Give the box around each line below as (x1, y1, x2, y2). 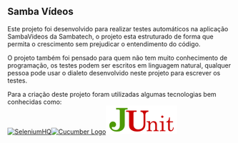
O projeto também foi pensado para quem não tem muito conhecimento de (7, 53, 227, 62)
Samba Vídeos (7, 6, 74, 18)
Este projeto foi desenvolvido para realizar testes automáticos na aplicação (7, 24, 229, 33)
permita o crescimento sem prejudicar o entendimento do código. (7, 39, 201, 48)
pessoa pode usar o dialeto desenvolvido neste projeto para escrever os (7, 68, 221, 77)
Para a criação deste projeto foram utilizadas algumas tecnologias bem (7, 90, 217, 98)
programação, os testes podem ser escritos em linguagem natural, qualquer (7, 60, 231, 70)
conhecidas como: (7, 97, 62, 106)
